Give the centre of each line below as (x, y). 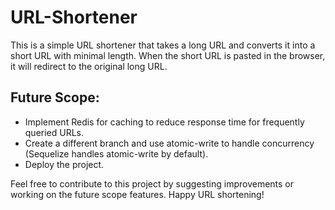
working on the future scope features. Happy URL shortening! (137, 194)
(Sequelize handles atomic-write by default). (116, 153)
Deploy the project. (64, 164)
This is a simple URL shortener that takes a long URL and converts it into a (163, 45)
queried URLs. (54, 132)
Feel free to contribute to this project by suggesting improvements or (152, 183)
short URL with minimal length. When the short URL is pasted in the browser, (168, 55)
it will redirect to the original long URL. (89, 66)
